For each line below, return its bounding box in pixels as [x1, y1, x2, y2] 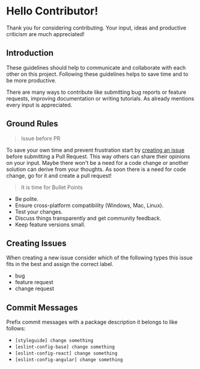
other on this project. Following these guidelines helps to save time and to [6, 70, 189, 78]
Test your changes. [14, 208, 63, 215]
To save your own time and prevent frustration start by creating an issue [6, 146, 185, 153]
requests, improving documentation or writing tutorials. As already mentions [6, 95, 195, 102]
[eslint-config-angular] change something [14, 357, 123, 363]
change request [14, 285, 55, 293]
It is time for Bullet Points [20, 184, 83, 191]
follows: [6, 325, 26, 332]
